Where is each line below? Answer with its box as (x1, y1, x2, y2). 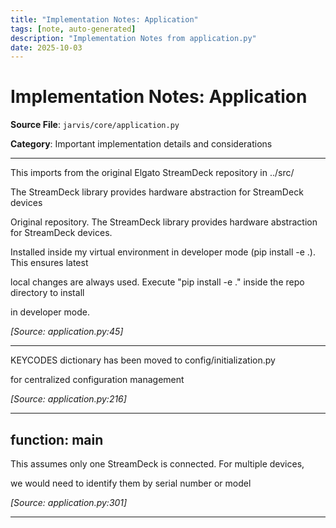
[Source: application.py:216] (10, 393, 127, 405)
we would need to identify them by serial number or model (10, 477, 252, 489)
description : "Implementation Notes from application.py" (10, 33, 257, 43)
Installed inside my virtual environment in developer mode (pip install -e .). (10, 246, 317, 258)
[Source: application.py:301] (10, 497, 128, 508)
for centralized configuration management (10, 374, 185, 386)
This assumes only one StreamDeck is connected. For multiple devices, (10, 458, 305, 470)
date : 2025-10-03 (10, 42, 83, 53)
